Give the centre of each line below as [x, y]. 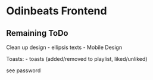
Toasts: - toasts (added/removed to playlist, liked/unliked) [77, 59]
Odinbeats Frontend [57, 11]
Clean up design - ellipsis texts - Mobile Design [64, 47]
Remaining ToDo [37, 33]
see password [24, 70]
